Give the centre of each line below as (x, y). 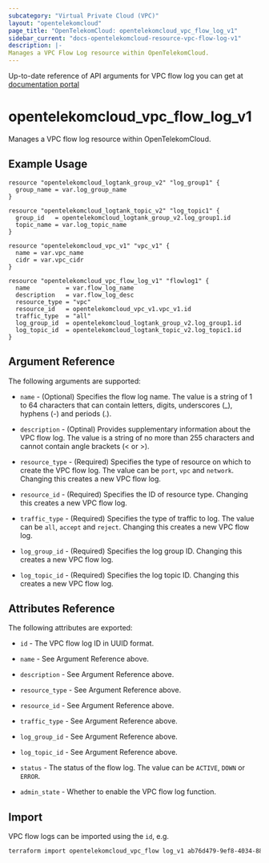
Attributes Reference (62, 608)
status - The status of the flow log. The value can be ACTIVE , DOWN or (132, 768)
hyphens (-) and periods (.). (66, 413)
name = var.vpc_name (50, 253)
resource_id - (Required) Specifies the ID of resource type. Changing (134, 494)
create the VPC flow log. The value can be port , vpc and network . (127, 470)
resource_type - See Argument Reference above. (100, 690)
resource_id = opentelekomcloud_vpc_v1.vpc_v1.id (104, 309)
